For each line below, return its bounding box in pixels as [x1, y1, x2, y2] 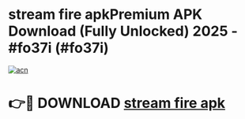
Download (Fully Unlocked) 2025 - [8, 22, 239, 40]
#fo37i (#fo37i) [8, 39, 109, 57]
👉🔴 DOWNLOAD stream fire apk [8, 95, 226, 112]
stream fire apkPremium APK [8, 6, 203, 24]
